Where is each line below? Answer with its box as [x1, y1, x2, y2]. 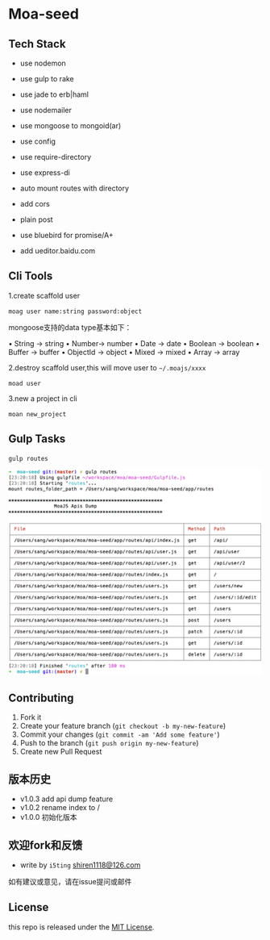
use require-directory [19, 152, 92, 161]
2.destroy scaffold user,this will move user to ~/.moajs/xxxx [8, 362, 206, 372]
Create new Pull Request [19, 747, 102, 757]
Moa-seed [8, 5, 79, 23]
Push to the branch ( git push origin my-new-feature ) [19, 738, 199, 748]
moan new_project [8, 410, 67, 418]
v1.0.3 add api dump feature [19, 794, 114, 804]
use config [19, 136, 56, 146]
